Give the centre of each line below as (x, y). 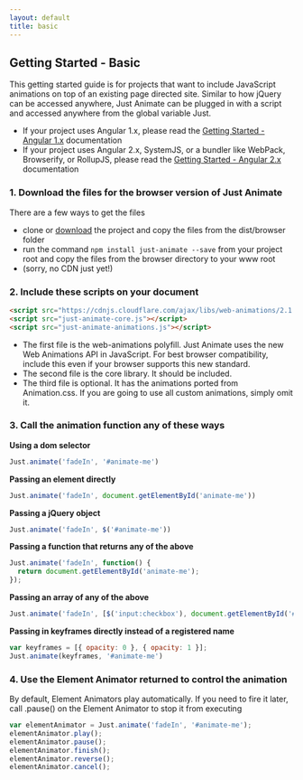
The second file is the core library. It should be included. (127, 373)
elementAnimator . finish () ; (60, 750)
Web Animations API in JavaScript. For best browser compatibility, (145, 354)
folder (33, 240)
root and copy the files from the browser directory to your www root (149, 258)
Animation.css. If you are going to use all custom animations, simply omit (157, 392)
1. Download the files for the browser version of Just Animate (146, 193)
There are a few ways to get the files (78, 212)
